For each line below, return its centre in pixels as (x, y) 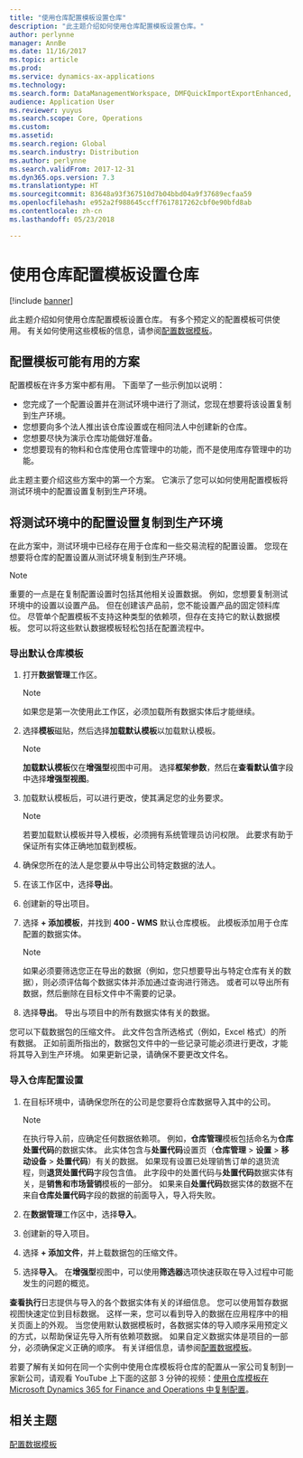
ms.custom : (30, 127)
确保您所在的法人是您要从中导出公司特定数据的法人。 (121, 865)
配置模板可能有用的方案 (74, 361)
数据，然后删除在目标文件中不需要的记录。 (101, 993)
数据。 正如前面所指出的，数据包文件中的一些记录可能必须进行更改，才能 (152, 1043)
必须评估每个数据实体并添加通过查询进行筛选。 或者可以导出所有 (170, 983)
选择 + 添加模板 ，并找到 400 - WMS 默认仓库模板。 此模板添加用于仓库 (155, 923)
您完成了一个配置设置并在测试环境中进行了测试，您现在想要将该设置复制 (156, 404)
